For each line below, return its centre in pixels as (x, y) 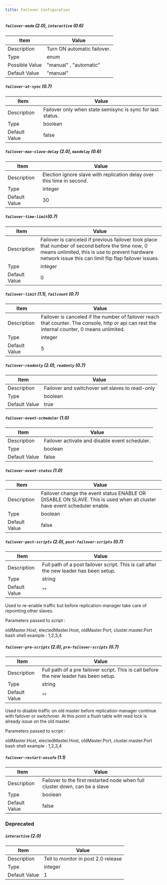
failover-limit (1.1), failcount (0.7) (42, 294)
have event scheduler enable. (76, 506)
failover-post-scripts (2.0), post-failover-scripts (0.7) (64, 541)
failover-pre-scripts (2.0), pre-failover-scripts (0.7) (62, 647)
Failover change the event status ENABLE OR (93, 494)
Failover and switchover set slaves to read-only (99, 388)
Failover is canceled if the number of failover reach (100, 317)
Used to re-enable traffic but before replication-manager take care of (76, 606)
